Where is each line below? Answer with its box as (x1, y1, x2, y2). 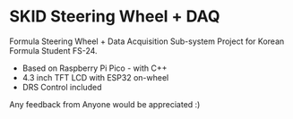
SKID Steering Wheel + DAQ (9, 6, 220, 27)
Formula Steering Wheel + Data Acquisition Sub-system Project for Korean (9, 36, 285, 47)
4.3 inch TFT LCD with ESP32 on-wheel (22, 72, 169, 82)
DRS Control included (22, 81, 102, 92)
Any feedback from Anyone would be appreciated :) (9, 98, 201, 109)
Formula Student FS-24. (9, 45, 98, 55)
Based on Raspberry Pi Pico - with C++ (22, 63, 168, 73)
